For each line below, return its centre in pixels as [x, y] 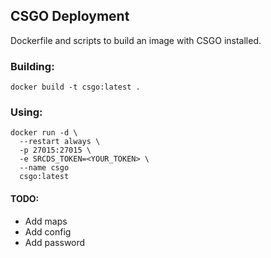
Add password [55, 242]
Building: [32, 66]
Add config [48, 231]
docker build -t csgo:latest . [75, 87]
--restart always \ [60, 142]
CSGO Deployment [70, 16]
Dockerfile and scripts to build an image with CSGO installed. [136, 40]
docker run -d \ [44, 133]
